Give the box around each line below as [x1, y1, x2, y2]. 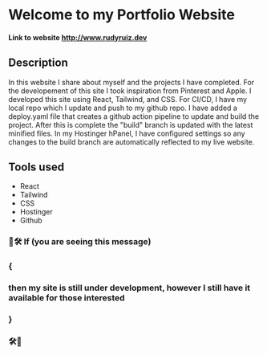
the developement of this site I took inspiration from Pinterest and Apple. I [8, 86, 252, 96]
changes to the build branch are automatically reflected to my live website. [8, 137, 255, 146]
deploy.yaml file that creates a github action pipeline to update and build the [8, 111, 259, 121]
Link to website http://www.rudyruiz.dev [8, 32, 148, 42]
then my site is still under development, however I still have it [8, 283, 251, 294]
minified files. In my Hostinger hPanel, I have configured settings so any [8, 129, 246, 138]
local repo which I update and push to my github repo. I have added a [8, 103, 238, 112]
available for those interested [8, 292, 126, 304]
